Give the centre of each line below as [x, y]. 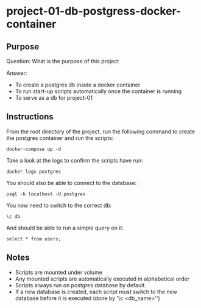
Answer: [17, 73]
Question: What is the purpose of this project [63, 61]
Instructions [30, 117]
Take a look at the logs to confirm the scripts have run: [75, 160]
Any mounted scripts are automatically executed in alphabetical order [102, 279]
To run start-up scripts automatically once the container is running [98, 91]
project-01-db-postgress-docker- [94, 11]
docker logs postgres [34, 172]
